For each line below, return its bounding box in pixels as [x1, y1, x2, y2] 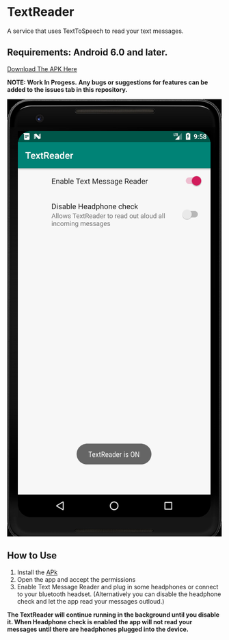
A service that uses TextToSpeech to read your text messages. [7, 27, 184, 35]
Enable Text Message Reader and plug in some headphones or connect [16, 582, 219, 591]
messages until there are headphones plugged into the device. [7, 625, 189, 633]
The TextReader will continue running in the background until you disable [7, 611, 220, 619]
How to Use [7, 550, 57, 562]
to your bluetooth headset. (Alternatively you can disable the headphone [16, 590, 221, 598]
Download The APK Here [7, 64, 77, 73]
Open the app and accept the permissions [16, 575, 136, 583]
